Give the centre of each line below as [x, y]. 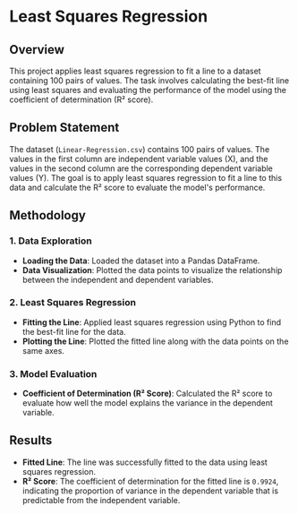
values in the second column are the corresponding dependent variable [141, 168]
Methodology [48, 215]
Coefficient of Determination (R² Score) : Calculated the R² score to [147, 394]
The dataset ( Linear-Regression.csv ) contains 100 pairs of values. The [140, 149]
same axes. [43, 350]
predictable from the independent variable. [101, 500]
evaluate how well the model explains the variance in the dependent [147, 403]
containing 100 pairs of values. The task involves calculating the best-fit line [149, 81]
